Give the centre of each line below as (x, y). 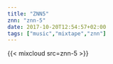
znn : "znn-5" (27, 20)
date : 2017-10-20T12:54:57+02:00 (57, 27)
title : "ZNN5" (28, 14)
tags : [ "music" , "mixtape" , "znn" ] (57, 33)
